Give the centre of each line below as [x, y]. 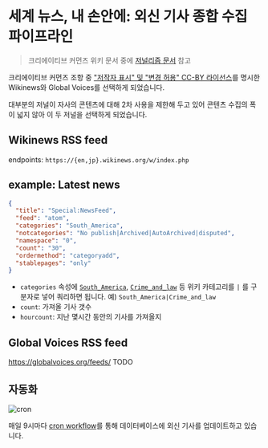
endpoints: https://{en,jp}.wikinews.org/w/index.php [99, 159]
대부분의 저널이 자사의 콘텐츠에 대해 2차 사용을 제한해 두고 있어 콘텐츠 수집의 [128, 104]
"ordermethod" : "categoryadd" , [68, 255]
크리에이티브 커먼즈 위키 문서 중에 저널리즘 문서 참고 [109, 60]
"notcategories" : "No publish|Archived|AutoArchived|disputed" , [125, 234]
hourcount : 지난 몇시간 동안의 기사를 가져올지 [91, 317]
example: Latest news [64, 185]
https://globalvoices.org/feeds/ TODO [71, 362]
